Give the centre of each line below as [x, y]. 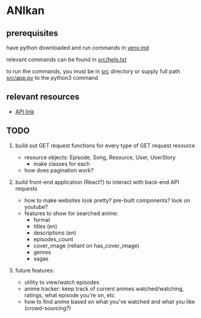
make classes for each [62, 164]
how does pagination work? [59, 170]
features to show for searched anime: [71, 213]
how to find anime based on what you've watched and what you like [109, 302]
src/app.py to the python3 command [52, 78]
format [42, 219]
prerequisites [32, 33]
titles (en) [45, 226]
